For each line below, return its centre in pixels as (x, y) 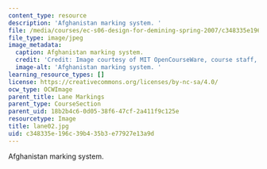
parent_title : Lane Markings (56, 97)
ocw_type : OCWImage (41, 89)
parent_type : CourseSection (55, 104)
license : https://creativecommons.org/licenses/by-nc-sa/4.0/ (113, 82)
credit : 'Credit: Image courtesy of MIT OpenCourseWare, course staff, (137, 60)
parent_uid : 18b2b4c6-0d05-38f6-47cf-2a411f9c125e (94, 112)
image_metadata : (35, 45)
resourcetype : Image (43, 119)
